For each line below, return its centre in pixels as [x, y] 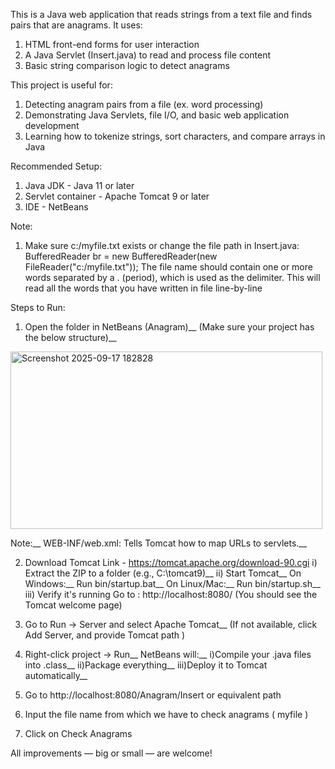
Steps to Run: [38, 307]
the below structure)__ [70, 337]
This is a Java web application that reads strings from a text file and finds [161, 14]
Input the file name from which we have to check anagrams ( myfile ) [166, 714]
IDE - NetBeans [56, 207]
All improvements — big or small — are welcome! [111, 753]
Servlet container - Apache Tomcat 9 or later [117, 196]
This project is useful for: [61, 85]
